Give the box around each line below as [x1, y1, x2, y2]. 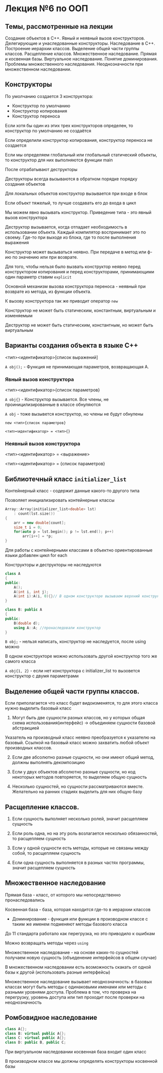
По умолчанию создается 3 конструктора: [5, 93, 94, 99]
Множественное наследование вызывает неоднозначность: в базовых [5, 978, 152, 984]
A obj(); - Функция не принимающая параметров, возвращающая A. [5, 364, 149, 369]
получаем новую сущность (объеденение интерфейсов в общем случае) [5, 955, 157, 960]
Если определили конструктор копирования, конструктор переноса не [5, 137, 153, 143]
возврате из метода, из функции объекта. [5, 288, 92, 294]
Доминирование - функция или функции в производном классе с [12, 916, 148, 921]
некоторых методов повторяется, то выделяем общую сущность [12, 774, 147, 780]
